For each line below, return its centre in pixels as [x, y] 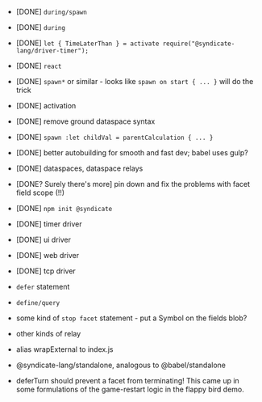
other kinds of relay [48, 334]
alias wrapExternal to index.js [64, 349]
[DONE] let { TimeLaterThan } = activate [87, 43]
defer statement [43, 287]
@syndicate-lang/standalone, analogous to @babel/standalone [121, 365]
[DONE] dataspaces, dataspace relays [79, 168]
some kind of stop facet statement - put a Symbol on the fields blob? [131, 318]
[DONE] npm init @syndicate [64, 208]
